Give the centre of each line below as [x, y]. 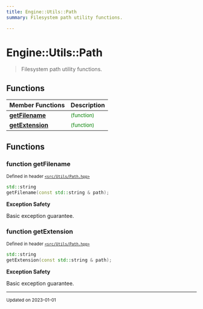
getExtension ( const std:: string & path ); [59, 260]
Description [88, 105]
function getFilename [38, 164]
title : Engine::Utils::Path [42, 12]
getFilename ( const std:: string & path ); [58, 193]
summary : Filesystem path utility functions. [64, 18]
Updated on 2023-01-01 [31, 300]
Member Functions [37, 105]
